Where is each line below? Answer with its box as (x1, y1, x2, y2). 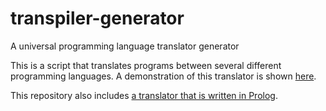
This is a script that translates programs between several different (10, 59, 282, 71)
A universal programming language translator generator (10, 40, 240, 52)
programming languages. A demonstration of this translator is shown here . (10, 70, 317, 82)
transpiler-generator (10, 7, 185, 30)
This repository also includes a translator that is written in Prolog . (10, 89, 278, 101)
